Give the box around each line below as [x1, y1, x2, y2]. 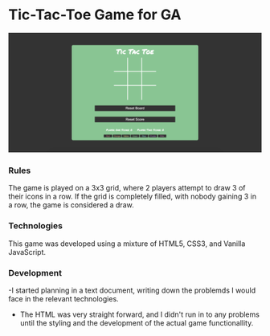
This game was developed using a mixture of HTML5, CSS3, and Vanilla [8, 239, 246, 248]
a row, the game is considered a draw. [8, 200, 134, 210]
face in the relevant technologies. [8, 294, 119, 304]
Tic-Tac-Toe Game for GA [8, 6, 182, 24]
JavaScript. [8, 247, 47, 256]
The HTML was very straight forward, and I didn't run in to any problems [19, 309, 260, 319]
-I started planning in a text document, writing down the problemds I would [8, 285, 256, 295]
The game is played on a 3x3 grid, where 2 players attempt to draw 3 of [8, 183, 246, 193]
